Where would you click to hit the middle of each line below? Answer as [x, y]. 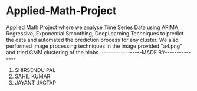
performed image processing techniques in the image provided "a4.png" [94, 46]
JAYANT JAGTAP [35, 82]
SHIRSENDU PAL [35, 70]
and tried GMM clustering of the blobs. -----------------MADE [82, 52]
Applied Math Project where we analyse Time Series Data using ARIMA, [93, 27]
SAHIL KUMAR [32, 76]
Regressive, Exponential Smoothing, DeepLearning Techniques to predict [95, 33]
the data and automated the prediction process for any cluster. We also [92, 40]
